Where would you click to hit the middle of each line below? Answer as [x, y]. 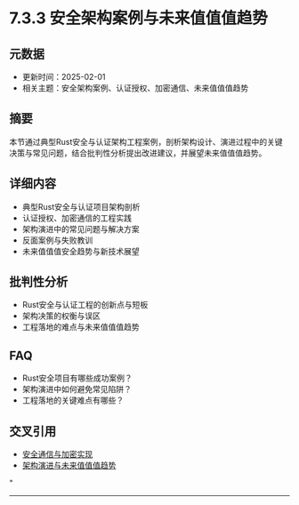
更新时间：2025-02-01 [64, 77]
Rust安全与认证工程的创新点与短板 [85, 305]
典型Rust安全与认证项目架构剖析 [81, 206]
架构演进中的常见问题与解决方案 [81, 228]
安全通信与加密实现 [57, 454]
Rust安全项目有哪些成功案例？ [77, 378]
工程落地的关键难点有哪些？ [73, 400]
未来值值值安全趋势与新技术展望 [81, 251]
